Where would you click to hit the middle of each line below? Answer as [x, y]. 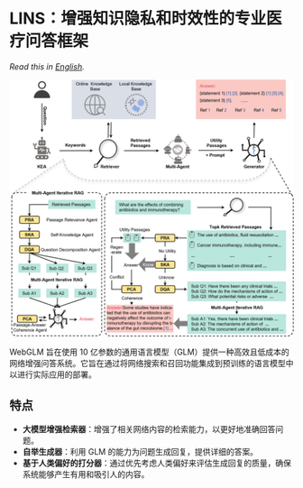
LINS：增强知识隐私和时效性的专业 [138, 18]
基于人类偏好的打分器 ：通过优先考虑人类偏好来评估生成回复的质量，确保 [156, 463]
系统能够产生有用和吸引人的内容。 [86, 474]
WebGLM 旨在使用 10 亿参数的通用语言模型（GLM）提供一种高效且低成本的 [150, 352]
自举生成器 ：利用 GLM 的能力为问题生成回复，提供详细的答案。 [140, 451]
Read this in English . [47, 66]
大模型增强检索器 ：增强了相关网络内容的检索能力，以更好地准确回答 [149, 428]
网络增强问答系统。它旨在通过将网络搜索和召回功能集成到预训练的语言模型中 [151, 363]
